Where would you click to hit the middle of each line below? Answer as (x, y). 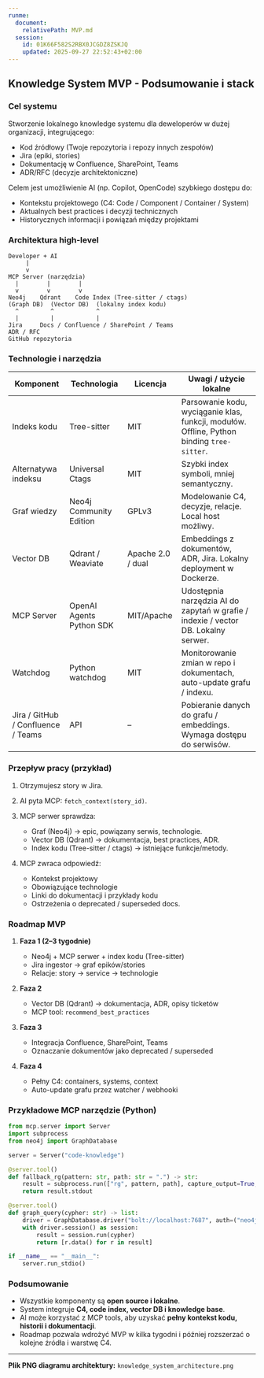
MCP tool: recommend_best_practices (90, 1012)
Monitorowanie (209, 653)
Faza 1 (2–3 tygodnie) (55, 941)
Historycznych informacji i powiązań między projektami (109, 219)
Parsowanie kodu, (214, 402)
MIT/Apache (150, 616)
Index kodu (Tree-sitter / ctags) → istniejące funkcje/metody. (130, 848)
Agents (82, 616)
